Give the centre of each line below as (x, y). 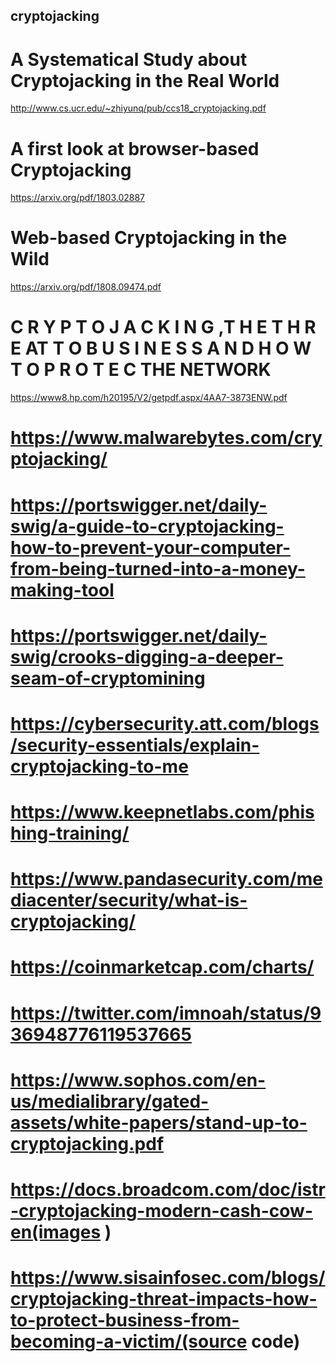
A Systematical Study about (129, 59)
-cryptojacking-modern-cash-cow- (162, 1211)
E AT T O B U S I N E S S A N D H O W (161, 348)
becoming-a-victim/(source (129, 1341)
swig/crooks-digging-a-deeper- (147, 656)
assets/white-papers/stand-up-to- (159, 1122)
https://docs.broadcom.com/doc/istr (168, 1190)
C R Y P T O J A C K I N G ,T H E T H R (163, 327)
